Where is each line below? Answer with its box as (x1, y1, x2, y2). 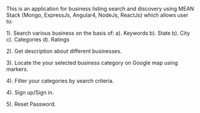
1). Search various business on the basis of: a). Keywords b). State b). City (6, 29, 190, 37)
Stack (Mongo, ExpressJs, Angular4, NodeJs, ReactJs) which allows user (6, 11, 189, 19)
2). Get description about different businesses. (6, 47, 122, 55)
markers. (6, 66, 28, 73)
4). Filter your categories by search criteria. (6, 78, 114, 84)
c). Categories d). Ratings (6, 36, 70, 43)
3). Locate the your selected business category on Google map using (6, 60, 178, 66)
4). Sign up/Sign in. (6, 89, 54, 96)
